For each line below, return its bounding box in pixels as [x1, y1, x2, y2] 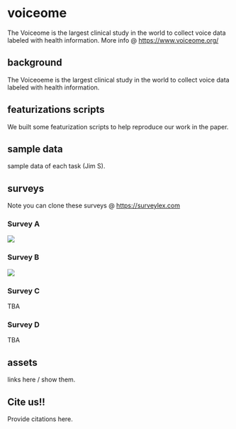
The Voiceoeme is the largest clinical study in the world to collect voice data [7, 75, 230, 84]
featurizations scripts [7, 104, 105, 116]
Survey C [7, 286, 40, 295]
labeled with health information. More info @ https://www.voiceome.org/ [7, 36, 219, 44]
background [7, 57, 62, 69]
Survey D [7, 320, 40, 330]
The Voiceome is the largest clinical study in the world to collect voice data [7, 28, 226, 37]
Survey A [7, 219, 40, 229]
